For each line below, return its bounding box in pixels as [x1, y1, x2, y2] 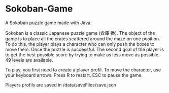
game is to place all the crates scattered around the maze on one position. [5, 36, 160, 42]
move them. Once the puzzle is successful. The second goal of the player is [5, 46, 164, 52]
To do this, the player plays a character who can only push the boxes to [5, 41, 155, 47]
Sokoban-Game [5, 3, 73, 15]
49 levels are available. [5, 57, 53, 63]
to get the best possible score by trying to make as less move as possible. [5, 51, 160, 58]
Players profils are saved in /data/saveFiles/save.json [5, 81, 117, 88]
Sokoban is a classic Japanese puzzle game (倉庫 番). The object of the [5, 30, 155, 36]
